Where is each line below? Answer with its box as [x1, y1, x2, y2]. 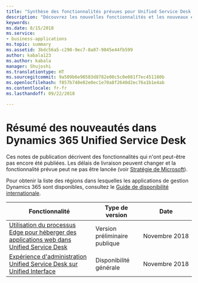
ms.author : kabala [6, 58, 51, 64]
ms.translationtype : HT [6, 69, 65, 75]
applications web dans [9, 235, 72, 244]
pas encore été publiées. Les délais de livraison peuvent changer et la [6, 159, 176, 167]
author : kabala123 [6, 52, 51, 58]
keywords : [6, 19, 31, 25]
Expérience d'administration [9, 252, 87, 261]
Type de [104, 204, 128, 212]
